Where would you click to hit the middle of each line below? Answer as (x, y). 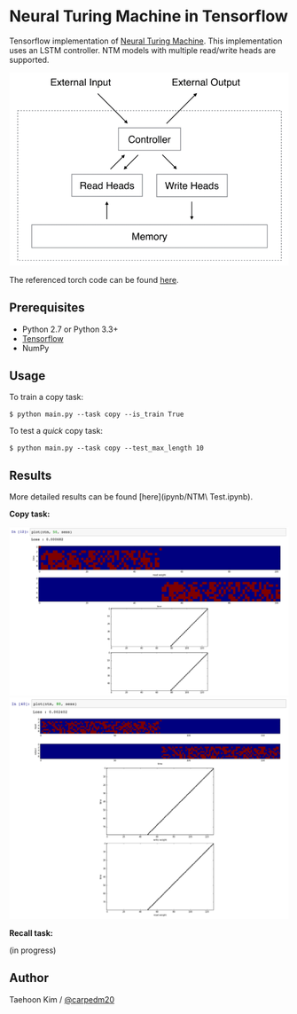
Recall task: (31, 933)
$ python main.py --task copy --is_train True (97, 414)
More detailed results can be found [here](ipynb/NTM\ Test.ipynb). (131, 497)
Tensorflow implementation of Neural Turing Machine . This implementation (146, 41)
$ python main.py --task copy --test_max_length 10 (106, 448)
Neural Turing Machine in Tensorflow (148, 16)
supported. (29, 59)
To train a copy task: (47, 397)
